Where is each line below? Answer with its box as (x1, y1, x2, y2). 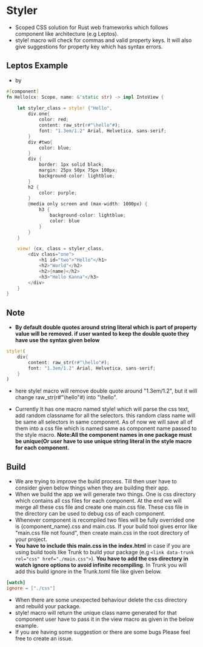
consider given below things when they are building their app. (15, 484, 170, 491)
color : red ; (38, 116, 69, 123)
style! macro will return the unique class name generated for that (15, 609, 177, 616)
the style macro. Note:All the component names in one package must (15, 431, 192, 439)
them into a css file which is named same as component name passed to (15, 425, 197, 432)
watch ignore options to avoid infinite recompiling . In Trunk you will (15, 562, 187, 569)
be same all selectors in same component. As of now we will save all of (15, 419, 193, 426)
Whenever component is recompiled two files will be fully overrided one (15, 516, 195, 524)
